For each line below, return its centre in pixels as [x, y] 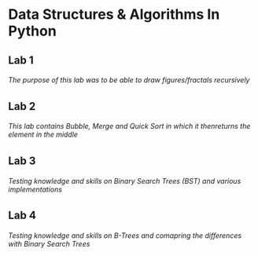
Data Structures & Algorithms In [114, 15]
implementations [35, 189]
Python [32, 31]
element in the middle [43, 134]
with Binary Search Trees [49, 243]
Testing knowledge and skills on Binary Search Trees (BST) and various [125, 181]
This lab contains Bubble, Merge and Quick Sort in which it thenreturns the [129, 126]
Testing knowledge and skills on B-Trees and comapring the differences [125, 235]
